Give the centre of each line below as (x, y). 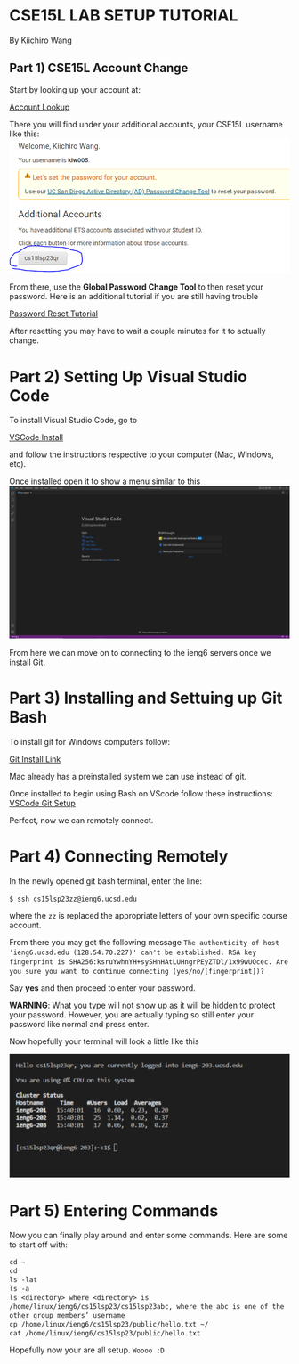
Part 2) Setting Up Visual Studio (128, 376)
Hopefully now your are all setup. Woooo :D (87, 1350)
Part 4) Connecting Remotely (119, 857)
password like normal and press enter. (79, 1024)
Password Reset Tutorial (53, 314)
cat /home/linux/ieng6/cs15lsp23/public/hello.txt (105, 1334)
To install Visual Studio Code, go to (73, 421)
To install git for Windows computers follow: (90, 741)
